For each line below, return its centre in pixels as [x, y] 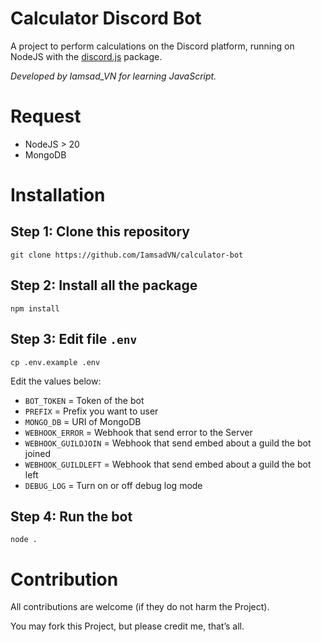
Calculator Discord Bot [106, 18]
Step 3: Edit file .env [74, 339]
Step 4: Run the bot [71, 516]
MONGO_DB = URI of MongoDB [83, 421]
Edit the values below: [56, 381]
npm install [35, 308]
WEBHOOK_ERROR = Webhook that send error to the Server [138, 432]
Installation [58, 195]
